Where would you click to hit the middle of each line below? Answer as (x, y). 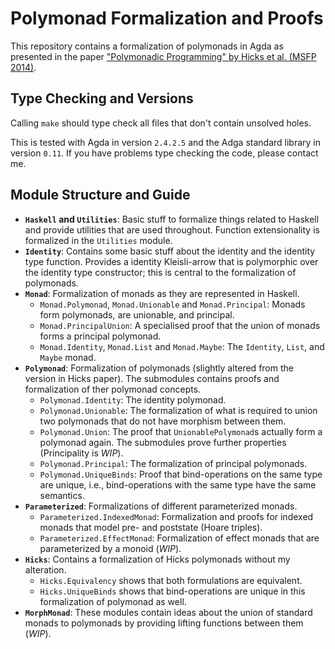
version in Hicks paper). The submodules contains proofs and (152, 378)
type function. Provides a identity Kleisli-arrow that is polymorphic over (171, 261)
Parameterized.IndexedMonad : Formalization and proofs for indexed (176, 516)
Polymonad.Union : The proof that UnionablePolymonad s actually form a (181, 431)
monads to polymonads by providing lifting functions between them (164, 623)
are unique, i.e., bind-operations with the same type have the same (178, 484)
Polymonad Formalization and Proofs (167, 18)
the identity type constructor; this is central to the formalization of (160, 272)
